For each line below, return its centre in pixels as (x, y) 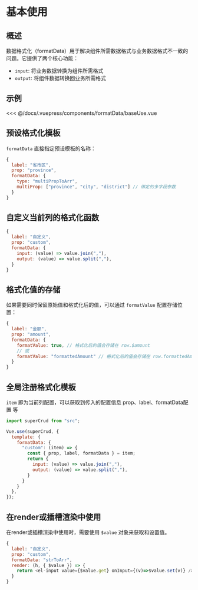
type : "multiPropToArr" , (47, 181)
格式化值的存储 (33, 289)
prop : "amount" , (31, 334)
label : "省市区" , (31, 165)
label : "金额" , (29, 329)
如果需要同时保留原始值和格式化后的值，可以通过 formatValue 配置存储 (92, 305)
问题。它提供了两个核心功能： (42, 58)
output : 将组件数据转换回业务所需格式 (60, 78)
